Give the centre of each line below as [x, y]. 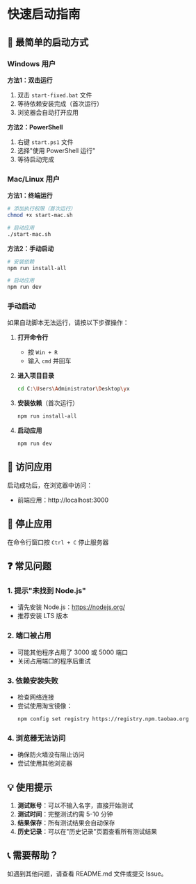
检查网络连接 [35, 697]
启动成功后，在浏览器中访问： [50, 485]
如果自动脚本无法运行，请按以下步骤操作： [68, 323]
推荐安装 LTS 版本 [43, 616]
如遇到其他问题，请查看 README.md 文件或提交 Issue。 [87, 874]
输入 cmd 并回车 [49, 361]
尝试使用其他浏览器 [45, 764]
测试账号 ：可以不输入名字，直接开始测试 [75, 805]
